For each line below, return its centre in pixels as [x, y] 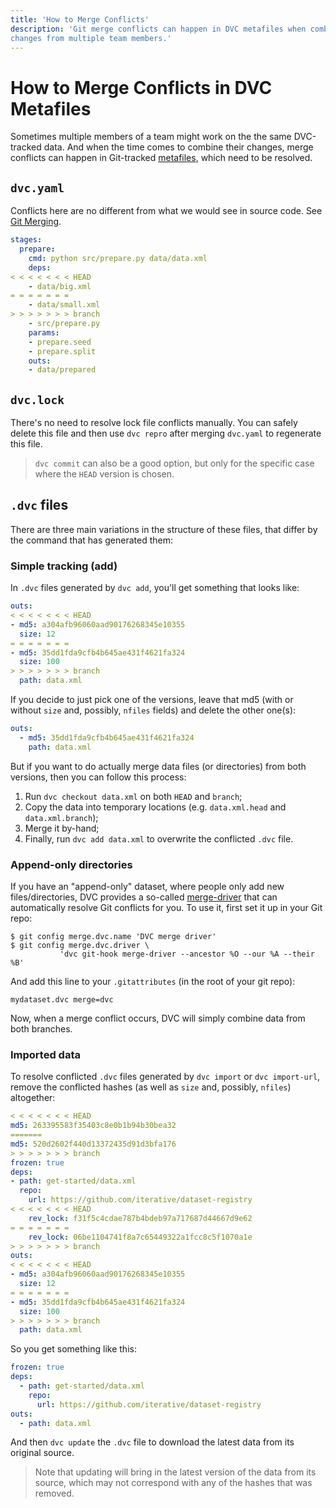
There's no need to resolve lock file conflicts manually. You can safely [154, 423]
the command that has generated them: [91, 540]
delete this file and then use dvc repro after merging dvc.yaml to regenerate [166, 433]
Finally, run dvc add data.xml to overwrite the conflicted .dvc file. [159, 838]
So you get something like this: [73, 1349]
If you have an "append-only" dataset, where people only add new [147, 886]
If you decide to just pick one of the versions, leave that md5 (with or [152, 700]
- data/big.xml [60, 286]
